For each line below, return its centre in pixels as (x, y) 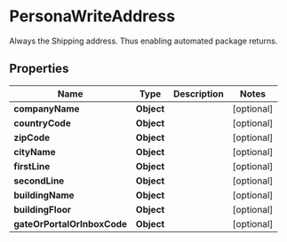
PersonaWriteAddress (92, 16)
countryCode (42, 123)
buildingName (44, 195)
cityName (35, 152)
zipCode (32, 137)
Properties (39, 69)
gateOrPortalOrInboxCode (70, 223)
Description (198, 93)
